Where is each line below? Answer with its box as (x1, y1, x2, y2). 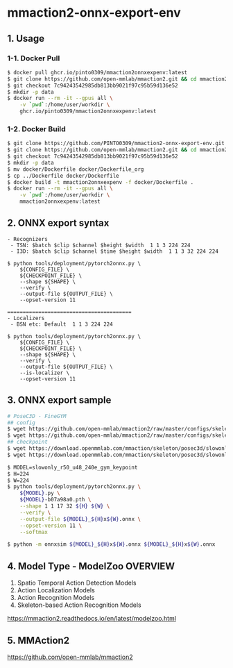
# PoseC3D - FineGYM (7, 412, 67, 419)
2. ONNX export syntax (7, 217, 110, 229)
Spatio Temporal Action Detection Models (17, 578, 137, 587)
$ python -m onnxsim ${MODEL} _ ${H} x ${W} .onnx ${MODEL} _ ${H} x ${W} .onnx (7, 541, 216, 548)
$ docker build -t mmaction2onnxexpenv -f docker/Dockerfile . (7, 178, 194, 185)
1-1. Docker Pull (7, 53, 60, 63)
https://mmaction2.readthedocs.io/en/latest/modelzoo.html (7, 615, 177, 623)
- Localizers (7, 315, 45, 322)
